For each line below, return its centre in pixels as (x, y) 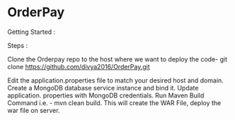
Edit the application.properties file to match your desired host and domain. (116, 80)
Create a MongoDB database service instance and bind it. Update (103, 88)
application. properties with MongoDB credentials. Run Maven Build (106, 95)
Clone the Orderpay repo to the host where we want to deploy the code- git (117, 59)
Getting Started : (31, 32)
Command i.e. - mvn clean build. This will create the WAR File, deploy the (114, 102)
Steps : (18, 45)
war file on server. (34, 110)
